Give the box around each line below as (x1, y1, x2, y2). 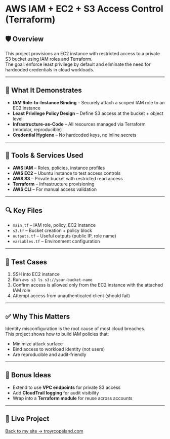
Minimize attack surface (12, 341, 63, 347)
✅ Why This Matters (5, 312, 70, 321)
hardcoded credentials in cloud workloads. (5, 67, 95, 72)
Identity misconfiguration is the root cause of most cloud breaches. (5, 326, 146, 332)
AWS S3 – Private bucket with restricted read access (12, 175, 123, 181)
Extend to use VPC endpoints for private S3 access (12, 384, 121, 390)
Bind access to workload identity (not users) (12, 346, 105, 352)
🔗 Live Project (5, 415, 50, 423)
